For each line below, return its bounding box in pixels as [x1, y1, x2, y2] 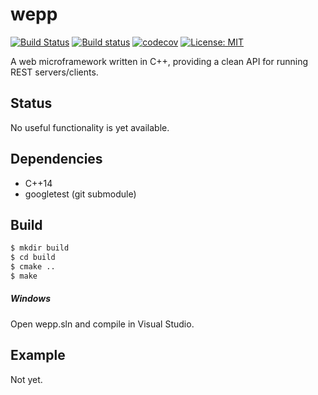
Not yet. [10, 373, 43, 385]
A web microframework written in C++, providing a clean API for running [10, 55, 309, 67]
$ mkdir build [10, 243, 70, 253]
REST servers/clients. [10, 66, 99, 78]
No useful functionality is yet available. [10, 121, 170, 133]
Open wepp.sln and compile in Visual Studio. [10, 318, 195, 330]
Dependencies [10, 151, 103, 168]
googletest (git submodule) [24, 188, 137, 200]
